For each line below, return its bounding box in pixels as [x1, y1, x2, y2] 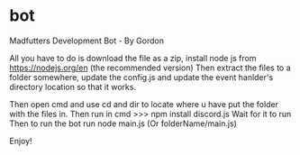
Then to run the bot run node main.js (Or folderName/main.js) [9, 118, 237, 129]
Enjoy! [9, 135, 33, 146]
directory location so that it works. [9, 81, 137, 92]
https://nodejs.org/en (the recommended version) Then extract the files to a [9, 62, 291, 73]
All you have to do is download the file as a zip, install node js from [9, 52, 257, 63]
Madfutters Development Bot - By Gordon [9, 35, 165, 46]
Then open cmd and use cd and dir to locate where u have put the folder [9, 98, 279, 109]
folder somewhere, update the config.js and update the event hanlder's [9, 71, 274, 82]
